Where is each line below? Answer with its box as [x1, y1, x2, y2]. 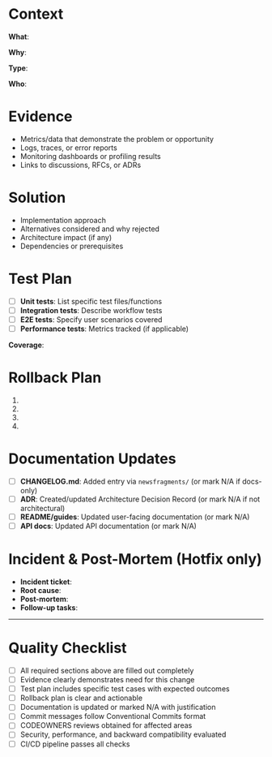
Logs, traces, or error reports [19, 143, 117, 153]
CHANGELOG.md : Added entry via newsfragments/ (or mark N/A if [19, 476, 241, 486]
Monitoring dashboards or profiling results [19, 151, 161, 161]
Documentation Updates [8, 449, 176, 468]
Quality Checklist [8, 639, 127, 657]
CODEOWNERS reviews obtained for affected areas [19, 720, 193, 730]
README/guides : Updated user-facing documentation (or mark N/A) [19, 512, 250, 522]
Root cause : [19, 586, 62, 596]
